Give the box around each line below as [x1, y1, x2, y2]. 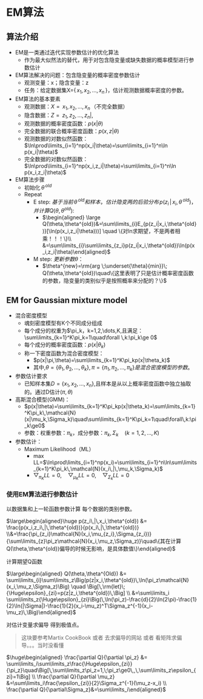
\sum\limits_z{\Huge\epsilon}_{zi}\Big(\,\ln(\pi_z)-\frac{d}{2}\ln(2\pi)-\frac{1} [6, 595, 197, 603]
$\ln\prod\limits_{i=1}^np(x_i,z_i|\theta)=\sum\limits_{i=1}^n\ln [24, 162, 177, 170]
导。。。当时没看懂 [21, 641, 64, 649]
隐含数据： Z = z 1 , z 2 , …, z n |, [24, 111, 94, 120]
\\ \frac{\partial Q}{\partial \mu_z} [32, 673, 115, 680]
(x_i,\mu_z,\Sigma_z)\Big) [6, 583, 70, 590]
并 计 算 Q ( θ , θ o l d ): [33, 206, 75, 214]
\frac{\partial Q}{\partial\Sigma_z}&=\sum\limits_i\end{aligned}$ [6, 686, 167, 693]
